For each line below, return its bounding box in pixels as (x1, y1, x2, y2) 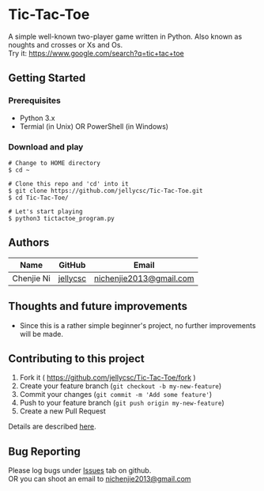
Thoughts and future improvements (8, 300, 188, 313)
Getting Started (8, 71, 86, 85)
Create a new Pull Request (19, 406, 107, 416)
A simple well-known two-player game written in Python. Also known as (8, 32, 243, 41)
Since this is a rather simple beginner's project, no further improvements (19, 320, 256, 330)
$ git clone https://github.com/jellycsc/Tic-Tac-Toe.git (8, 187, 203, 195)
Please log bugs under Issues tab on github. (8, 466, 152, 475)
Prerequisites (8, 95, 61, 106)
